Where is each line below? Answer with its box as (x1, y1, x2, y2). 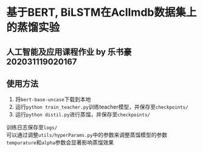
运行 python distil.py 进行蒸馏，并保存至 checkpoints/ (15, 111, 151, 118)
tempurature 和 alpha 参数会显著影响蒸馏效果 (6, 139, 114, 146)
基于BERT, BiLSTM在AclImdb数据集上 (6, 5, 197, 19)
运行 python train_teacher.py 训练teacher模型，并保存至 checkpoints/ (15, 104, 188, 111)
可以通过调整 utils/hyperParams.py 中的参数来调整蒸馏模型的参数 (6, 131, 168, 139)
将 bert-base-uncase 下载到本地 (15, 96, 91, 103)
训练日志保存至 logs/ (6, 124, 58, 131)
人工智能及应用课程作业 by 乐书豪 (6, 47, 132, 57)
